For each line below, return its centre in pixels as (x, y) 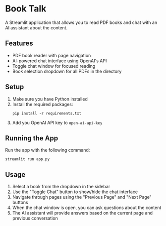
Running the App (32, 138)
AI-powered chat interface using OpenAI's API (59, 61)
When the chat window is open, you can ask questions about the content (87, 208)
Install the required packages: (43, 104)
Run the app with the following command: (48, 150)
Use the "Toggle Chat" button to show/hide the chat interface (75, 192)
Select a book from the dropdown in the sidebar (61, 187)
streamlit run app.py (28, 159)
